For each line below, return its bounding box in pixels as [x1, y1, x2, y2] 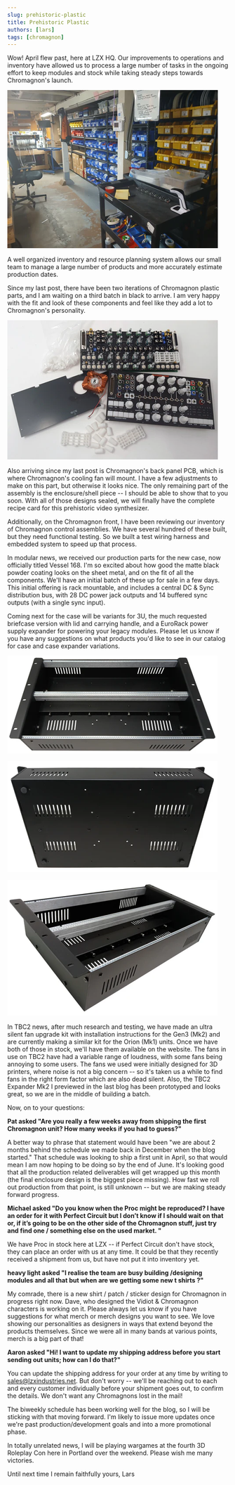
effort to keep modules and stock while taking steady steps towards [7, 69, 203, 77]
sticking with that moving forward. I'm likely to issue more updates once [7, 1413, 215, 1421]
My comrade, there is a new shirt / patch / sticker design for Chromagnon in [7, 1290, 227, 1298]
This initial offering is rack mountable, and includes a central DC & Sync [7, 583, 214, 592]
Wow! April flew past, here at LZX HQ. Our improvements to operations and [7, 53, 224, 63]
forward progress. [7, 1191, 60, 1199]
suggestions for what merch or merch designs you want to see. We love [7, 1312, 215, 1321]
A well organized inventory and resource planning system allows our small [7, 255, 222, 264]
